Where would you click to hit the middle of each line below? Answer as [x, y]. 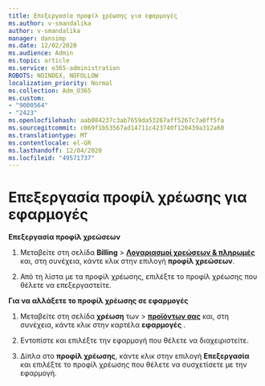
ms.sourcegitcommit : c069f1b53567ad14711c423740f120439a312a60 [116, 128]
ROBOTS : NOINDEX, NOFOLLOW [53, 76]
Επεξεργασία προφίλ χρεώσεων [64, 237]
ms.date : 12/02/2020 [43, 46]
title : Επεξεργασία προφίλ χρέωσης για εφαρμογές [93, 16]
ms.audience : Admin [41, 53]
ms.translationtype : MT [48, 135]
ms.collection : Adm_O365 [50, 90]
